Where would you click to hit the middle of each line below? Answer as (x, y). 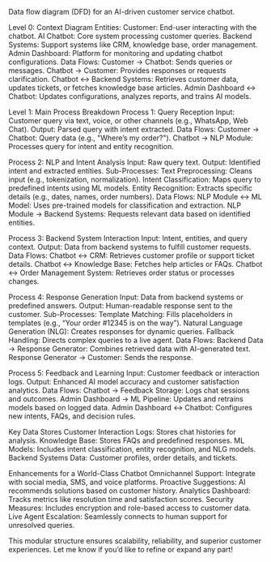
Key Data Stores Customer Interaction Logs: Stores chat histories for (122, 432)
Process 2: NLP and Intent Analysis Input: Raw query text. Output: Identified (135, 162)
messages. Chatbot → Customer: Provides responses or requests (117, 71)
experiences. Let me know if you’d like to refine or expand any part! (121, 549)
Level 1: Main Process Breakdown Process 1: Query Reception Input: (122, 112)
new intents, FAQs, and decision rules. (72, 416)
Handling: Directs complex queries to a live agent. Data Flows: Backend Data (136, 340)
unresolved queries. (42, 525)
